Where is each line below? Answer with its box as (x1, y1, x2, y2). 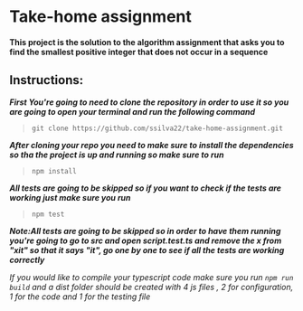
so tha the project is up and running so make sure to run (9, 149, 224, 160)
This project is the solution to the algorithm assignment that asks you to (9, 36, 285, 47)
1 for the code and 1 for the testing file (9, 291, 151, 302)
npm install (31, 166, 77, 175)
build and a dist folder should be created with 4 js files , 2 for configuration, (9, 281, 294, 292)
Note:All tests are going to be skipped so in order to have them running (9, 225, 281, 236)
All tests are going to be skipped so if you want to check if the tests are (9, 183, 282, 193)
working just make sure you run (9, 192, 131, 203)
